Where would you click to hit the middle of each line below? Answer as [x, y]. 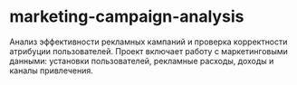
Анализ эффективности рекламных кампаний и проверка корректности [148, 42]
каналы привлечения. [51, 71]
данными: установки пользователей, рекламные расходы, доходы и [142, 61]
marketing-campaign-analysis [127, 17]
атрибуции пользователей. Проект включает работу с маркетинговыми [148, 51]
